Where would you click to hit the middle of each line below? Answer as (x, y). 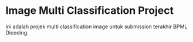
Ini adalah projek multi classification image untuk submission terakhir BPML (97, 26)
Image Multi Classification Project (90, 11)
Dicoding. (17, 32)
